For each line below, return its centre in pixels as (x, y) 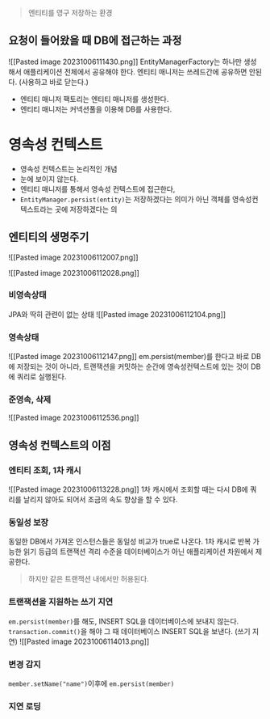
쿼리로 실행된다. (42, 377)
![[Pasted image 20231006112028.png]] (74, 273)
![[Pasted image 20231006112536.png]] (74, 418)
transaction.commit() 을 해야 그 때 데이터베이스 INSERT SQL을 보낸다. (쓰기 (130, 631)
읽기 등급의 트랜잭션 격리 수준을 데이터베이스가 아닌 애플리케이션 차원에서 (138, 552)
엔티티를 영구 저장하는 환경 (70, 13)
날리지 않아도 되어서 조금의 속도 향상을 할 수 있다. (100, 500)
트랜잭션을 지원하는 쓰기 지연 (61, 602)
